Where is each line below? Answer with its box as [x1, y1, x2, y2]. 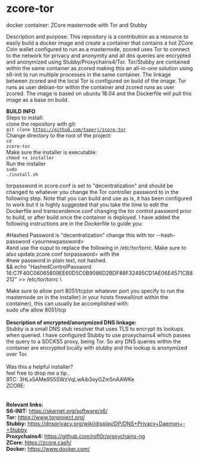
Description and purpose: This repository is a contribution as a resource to [6, 33, 189, 40]
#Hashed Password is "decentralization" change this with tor [6, 231, 156, 239]
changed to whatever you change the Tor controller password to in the [6, 188, 179, 195]
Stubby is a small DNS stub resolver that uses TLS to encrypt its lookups [6, 325, 184, 332]
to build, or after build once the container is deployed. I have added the [6, 214, 180, 221]
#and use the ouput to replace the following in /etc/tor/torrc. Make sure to [6, 244, 187, 251]
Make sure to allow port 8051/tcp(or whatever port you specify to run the [6, 287, 184, 294]
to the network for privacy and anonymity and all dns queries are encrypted [6, 52, 191, 59]
